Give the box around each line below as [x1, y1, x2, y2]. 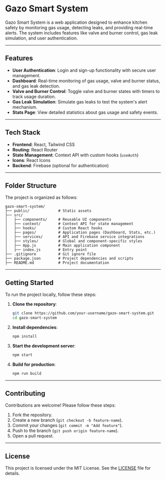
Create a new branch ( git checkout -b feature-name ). [12, 417, 123, 423]
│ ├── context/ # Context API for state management [5, 221, 134, 227]
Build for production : [12, 361, 56, 367]
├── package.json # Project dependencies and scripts [5, 256, 134, 261]
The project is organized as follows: [5, 194, 78, 200]
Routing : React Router [12, 146, 58, 152]
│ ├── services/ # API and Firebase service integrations [5, 235, 145, 240]
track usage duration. [12, 94, 56, 99]
